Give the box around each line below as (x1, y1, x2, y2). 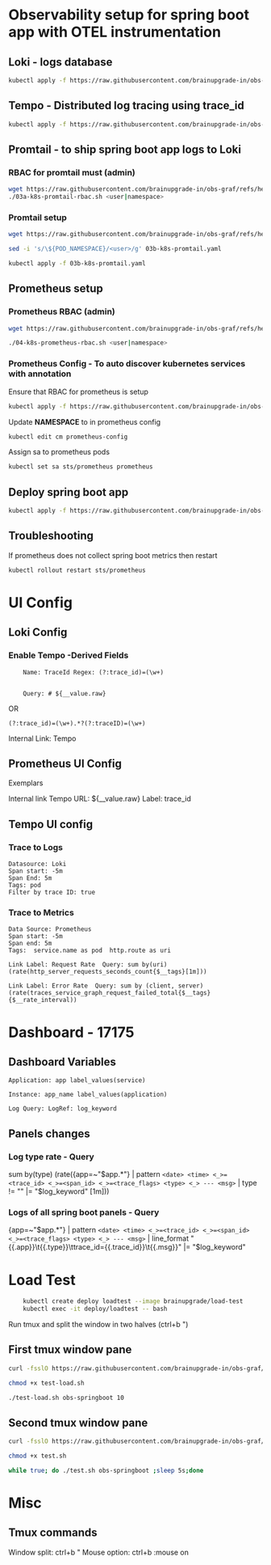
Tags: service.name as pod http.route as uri (8, 946, 172, 955)
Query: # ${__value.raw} (23, 689, 106, 697)
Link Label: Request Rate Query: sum (8, 961, 139, 969)
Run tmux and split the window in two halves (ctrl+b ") (8, 1320, 189, 1329)
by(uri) (141, 961, 168, 969)
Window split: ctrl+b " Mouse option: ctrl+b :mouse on (8, 1547, 190, 1557)
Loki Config (8, 625, 68, 640)
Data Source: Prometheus (8, 925, 92, 933)
